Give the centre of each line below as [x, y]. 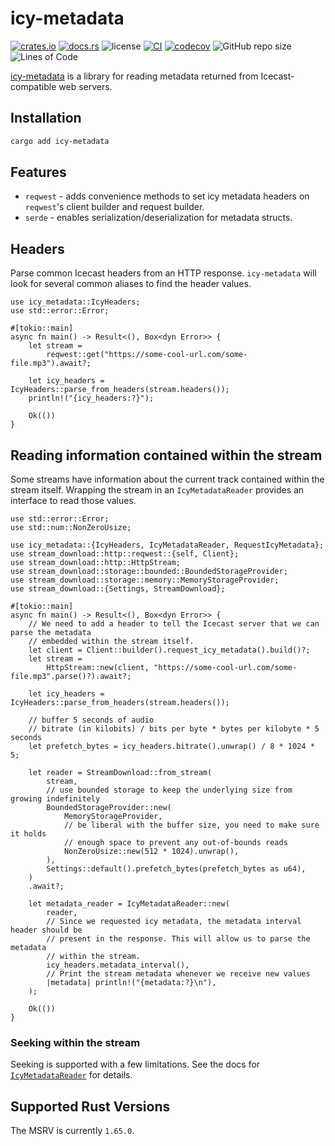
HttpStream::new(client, [98, 668]
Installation [46, 118]
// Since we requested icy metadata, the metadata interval [174, 922]
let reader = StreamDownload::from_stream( [120, 773]
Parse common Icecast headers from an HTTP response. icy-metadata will [163, 273]
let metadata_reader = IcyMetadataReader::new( [129, 904]
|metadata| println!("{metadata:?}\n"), [131, 983]
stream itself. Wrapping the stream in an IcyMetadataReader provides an [157, 490]
